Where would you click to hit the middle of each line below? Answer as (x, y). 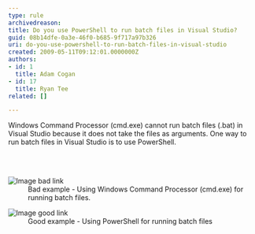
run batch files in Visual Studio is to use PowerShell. (92, 142)
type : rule (26, 15)
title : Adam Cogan (46, 74)
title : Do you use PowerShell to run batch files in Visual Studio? (123, 30)
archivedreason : (35, 23)
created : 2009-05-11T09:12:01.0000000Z (74, 52)
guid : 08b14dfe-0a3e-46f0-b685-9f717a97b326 (82, 37)
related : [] (28, 96)
